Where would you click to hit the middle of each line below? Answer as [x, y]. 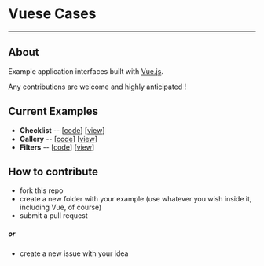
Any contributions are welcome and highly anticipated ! [97, 87]
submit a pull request [53, 216]
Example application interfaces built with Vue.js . [86, 71]
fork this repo [41, 190]
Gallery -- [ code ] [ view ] [59, 139]
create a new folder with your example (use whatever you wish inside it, [136, 199]
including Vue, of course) [60, 207]
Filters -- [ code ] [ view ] [57, 147]
